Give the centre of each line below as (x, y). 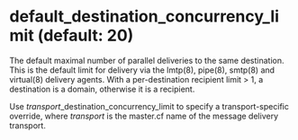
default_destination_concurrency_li (144, 17)
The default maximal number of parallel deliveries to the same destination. (147, 60)
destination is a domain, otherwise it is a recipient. (102, 89)
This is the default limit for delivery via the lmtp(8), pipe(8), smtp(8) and (142, 70)
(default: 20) (86, 35)
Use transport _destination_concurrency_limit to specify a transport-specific (149, 106)
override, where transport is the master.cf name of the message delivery (144, 116)
